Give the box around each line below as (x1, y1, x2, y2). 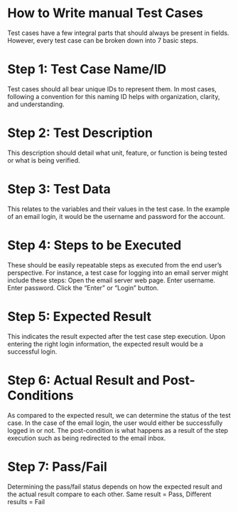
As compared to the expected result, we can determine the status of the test (7, 411, 231, 419)
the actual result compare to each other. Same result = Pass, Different (7, 490, 212, 498)
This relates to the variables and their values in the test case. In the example (7, 205, 230, 213)
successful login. (7, 347, 58, 356)
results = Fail (7, 497, 45, 506)
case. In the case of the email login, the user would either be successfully (7, 419, 223, 427)
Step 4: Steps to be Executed (7, 237, 182, 253)
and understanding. (7, 100, 65, 108)
